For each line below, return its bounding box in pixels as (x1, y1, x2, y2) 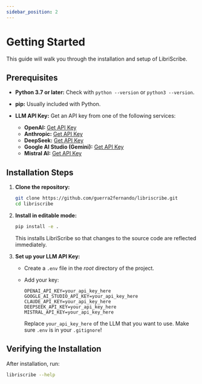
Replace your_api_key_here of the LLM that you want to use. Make (24, 320, 189, 327)
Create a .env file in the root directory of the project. (24, 264, 154, 272)
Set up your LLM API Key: (15, 252, 80, 260)
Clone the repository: (15, 183, 70, 191)
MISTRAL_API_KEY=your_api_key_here (24, 309, 114, 315)
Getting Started (6, 35, 86, 49)
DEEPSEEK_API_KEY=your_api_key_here (24, 304, 117, 310)
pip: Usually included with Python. (15, 101, 101, 108)
